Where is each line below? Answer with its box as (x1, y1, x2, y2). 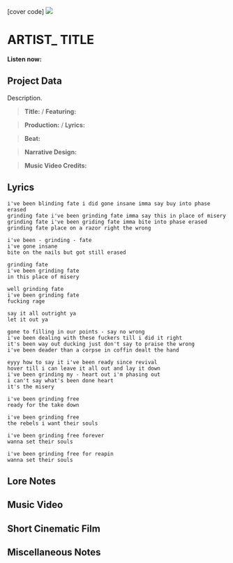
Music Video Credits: (24, 161, 87, 170)
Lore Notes (7, 475, 56, 487)
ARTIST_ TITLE (7, 32, 95, 48)
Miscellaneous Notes (7, 546, 101, 558)
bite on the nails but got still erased (7, 248, 127, 256)
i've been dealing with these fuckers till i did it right (7, 334, 183, 341)
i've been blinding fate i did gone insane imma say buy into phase (7, 200, 211, 207)
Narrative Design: (24, 147, 77, 156)
